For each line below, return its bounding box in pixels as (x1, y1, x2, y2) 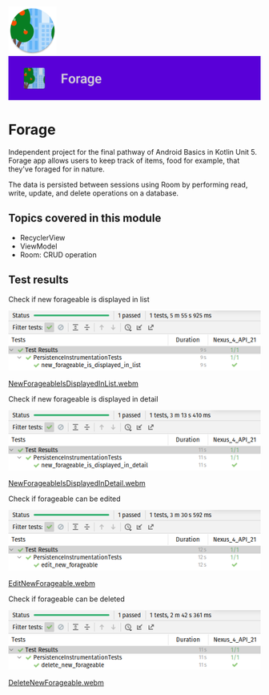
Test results (8, 273, 69, 287)
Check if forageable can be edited (8, 494, 122, 503)
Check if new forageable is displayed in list (8, 294, 150, 304)
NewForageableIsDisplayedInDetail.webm (8, 478, 146, 487)
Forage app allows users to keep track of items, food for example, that (8, 156, 240, 165)
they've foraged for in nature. (8, 164, 106, 174)
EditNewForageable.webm (8, 578, 96, 588)
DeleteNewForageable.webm (8, 677, 104, 687)
